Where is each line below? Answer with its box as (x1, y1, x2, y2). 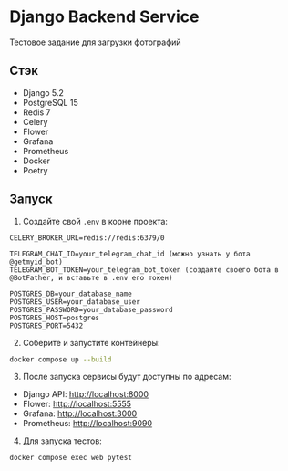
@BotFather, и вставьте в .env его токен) (9, 273, 173, 282)
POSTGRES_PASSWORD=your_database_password (9, 305, 173, 314)
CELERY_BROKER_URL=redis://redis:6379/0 (9, 233, 166, 243)
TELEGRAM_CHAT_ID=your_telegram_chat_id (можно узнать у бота (9, 249, 251, 258)
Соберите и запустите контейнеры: (22, 337, 161, 348)
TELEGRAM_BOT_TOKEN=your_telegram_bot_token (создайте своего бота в (9, 265, 280, 275)
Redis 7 (22, 107, 51, 118)
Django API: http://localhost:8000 (22, 389, 149, 400)
